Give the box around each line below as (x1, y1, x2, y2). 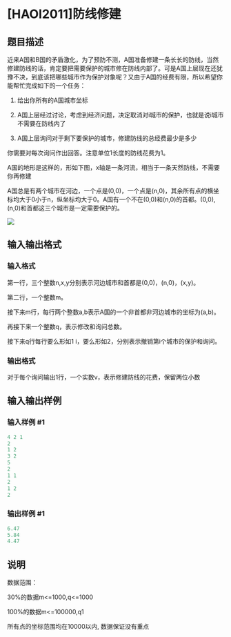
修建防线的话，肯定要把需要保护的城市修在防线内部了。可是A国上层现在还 (7, 64, 217, 72)
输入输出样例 (7, 395, 62, 407)
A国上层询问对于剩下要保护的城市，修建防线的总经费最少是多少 (17, 134, 197, 142)
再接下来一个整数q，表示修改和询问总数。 (7, 322, 126, 331)
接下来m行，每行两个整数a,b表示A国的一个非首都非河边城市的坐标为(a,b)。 (7, 308, 221, 316)
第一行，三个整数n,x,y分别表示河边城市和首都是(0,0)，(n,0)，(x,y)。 (7, 278, 200, 286)
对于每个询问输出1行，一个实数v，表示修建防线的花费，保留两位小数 (7, 373, 201, 381)
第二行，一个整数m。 (7, 293, 68, 301)
